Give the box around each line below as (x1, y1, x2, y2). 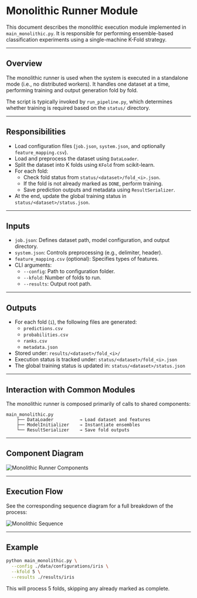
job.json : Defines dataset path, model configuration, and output (14, 237, 170, 244)
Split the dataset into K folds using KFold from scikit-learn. (14, 161, 155, 168)
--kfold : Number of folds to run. (23, 274, 101, 281)
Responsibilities (6, 127, 66, 137)
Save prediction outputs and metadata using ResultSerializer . (23, 186, 176, 193)
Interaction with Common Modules (6, 385, 135, 395)
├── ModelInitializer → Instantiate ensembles (16, 422, 141, 428)
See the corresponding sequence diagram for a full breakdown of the (6, 502, 174, 509)
